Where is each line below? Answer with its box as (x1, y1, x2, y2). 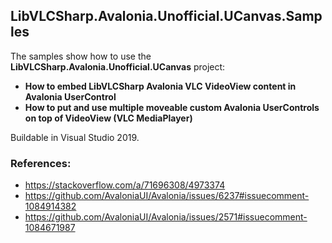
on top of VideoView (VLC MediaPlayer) (24, 112, 193, 124)
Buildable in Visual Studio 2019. (10, 131, 140, 143)
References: (10, 156, 72, 170)
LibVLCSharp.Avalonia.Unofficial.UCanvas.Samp (10, 8, 323, 25)
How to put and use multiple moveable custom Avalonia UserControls (24, 101, 320, 113)
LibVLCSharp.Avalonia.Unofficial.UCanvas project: (10, 60, 226, 73)
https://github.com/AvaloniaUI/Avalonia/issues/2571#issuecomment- (24, 211, 308, 223)
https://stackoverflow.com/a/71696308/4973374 (24, 179, 226, 191)
